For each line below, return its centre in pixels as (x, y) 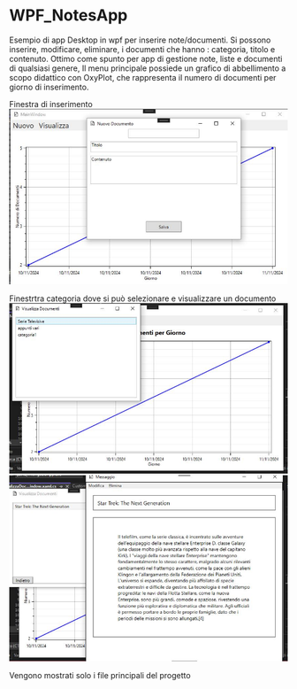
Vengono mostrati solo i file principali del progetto (100, 676)
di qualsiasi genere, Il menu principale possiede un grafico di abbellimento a (148, 68)
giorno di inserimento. (49, 87)
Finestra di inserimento (51, 104)
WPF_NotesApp (69, 15)
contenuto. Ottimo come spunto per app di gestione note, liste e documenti (146, 58)
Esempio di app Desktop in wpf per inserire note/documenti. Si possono (140, 40)
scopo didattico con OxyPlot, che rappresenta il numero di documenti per (143, 77)
